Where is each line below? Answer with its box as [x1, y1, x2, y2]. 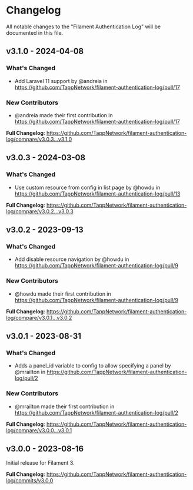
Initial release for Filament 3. [6, 459, 75, 466]
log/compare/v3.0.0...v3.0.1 [6, 426, 72, 433]
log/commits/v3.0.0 [6, 477, 54, 484]
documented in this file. [6, 29, 64, 36]
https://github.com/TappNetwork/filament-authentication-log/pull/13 [14, 190, 181, 197]
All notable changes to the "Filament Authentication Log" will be [6, 23, 161, 30]
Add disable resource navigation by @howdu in [14, 256, 129, 263]
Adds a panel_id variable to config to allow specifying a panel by [14, 362, 171, 369]
